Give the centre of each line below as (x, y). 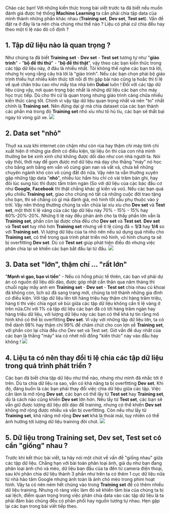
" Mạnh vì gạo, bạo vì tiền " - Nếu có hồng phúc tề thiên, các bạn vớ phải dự (84, 277)
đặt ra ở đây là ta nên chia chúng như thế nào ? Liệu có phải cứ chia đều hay (85, 24)
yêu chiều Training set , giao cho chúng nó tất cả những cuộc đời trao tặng (83, 194)
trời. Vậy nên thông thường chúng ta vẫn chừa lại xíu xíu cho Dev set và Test (85, 205)
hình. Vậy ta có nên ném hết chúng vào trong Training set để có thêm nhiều (84, 485)
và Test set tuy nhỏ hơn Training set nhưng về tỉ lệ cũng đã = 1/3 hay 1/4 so (85, 226)
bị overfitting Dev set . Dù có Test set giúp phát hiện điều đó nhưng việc (80, 242)
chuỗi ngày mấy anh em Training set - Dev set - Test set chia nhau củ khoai (85, 287)
